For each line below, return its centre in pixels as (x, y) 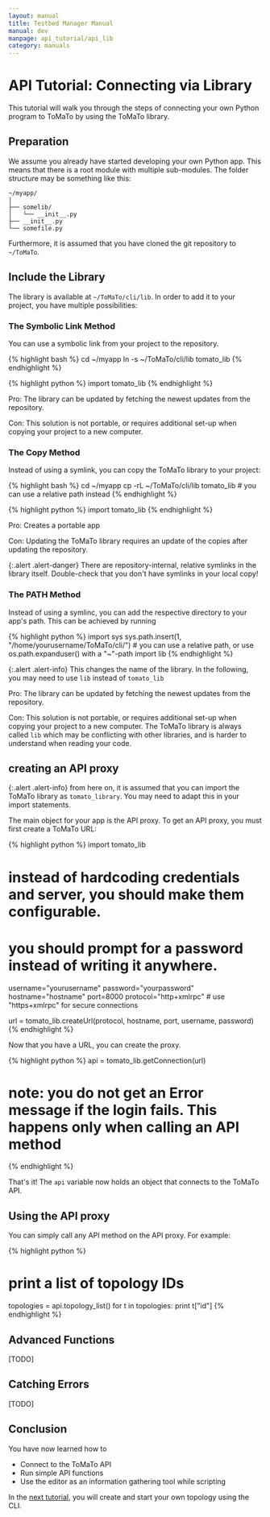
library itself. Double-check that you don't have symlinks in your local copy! (133, 574)
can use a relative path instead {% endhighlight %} (93, 494)
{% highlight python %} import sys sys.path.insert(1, (95, 636)
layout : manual (34, 16)
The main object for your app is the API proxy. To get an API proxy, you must (135, 821)
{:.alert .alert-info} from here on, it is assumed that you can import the (124, 788)
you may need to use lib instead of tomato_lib (86, 678)
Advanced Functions (62, 1339)
